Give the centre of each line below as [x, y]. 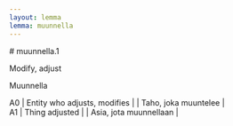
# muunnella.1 [34, 51]
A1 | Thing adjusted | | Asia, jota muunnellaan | [94, 112]
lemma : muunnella [41, 26]
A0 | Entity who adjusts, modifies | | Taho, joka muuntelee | [117, 102]
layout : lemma [36, 17]
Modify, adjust [36, 68]
